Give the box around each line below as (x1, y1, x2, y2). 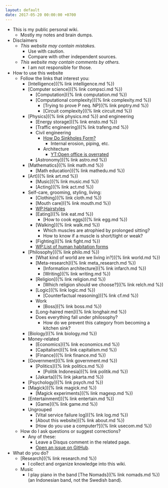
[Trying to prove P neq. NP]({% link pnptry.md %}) (43, 102, 149, 108)
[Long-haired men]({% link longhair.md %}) (35, 309, 127, 315)
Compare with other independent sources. (27, 53, 117, 59)
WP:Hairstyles (35, 205, 66, 212)
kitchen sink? (43, 325, 71, 331)
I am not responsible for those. (27, 64, 93, 71)
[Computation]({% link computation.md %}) (35, 91, 127, 98)
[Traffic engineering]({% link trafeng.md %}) (35, 124, 129, 130)
